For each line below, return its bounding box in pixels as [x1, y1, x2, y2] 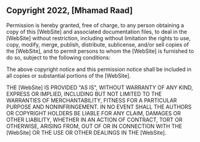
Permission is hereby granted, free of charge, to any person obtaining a [6, 21, 184, 29]
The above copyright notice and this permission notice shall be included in [6, 66, 192, 73]
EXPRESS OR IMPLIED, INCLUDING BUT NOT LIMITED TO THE [6, 90, 162, 97]
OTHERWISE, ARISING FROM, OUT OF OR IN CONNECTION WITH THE [6, 122, 182, 130]
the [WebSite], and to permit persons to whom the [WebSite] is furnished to [6, 47, 195, 55]
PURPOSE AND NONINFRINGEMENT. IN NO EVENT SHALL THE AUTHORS [6, 103, 192, 110]
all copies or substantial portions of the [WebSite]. [6, 72, 131, 79]
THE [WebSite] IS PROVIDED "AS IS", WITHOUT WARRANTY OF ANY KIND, [6, 84, 193, 91]
